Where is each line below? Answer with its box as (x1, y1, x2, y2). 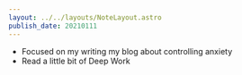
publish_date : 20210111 (8, 21, 98, 30)
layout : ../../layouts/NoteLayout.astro (8, 12, 163, 22)
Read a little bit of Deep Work (21, 55, 131, 66)
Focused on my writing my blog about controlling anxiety (21, 46, 233, 56)
